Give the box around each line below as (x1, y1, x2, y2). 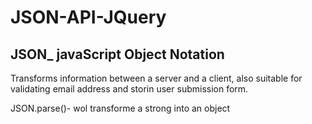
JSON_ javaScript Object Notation (10, 46, 225, 63)
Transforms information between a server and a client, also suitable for (10, 72, 303, 84)
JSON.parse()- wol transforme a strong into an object (10, 102, 231, 114)
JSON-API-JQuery (10, 6, 167, 29)
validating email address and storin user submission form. (10, 83, 249, 95)
